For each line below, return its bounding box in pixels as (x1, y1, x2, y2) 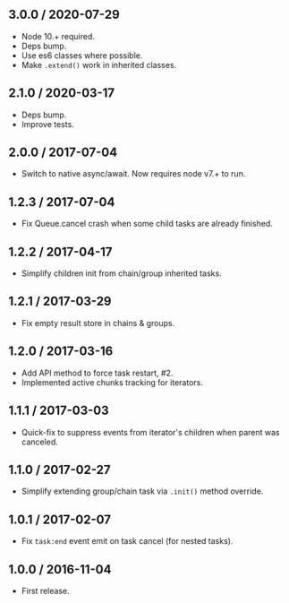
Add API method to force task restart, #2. (21, 367, 174, 378)
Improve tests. (21, 118, 75, 129)
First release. (21, 585, 70, 596)
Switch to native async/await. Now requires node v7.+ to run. (21, 168, 246, 179)
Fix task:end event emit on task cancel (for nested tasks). (21, 536, 234, 547)
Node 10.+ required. (21, 30, 96, 41)
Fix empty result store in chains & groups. (21, 317, 175, 328)
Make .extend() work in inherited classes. (21, 59, 177, 70)
